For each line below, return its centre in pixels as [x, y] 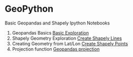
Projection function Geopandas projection [56, 49]
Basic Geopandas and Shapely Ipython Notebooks [57, 23]
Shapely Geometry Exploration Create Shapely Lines [67, 38]
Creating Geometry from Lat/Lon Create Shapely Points [70, 43]
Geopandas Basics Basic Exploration [51, 33]
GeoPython [29, 9]
